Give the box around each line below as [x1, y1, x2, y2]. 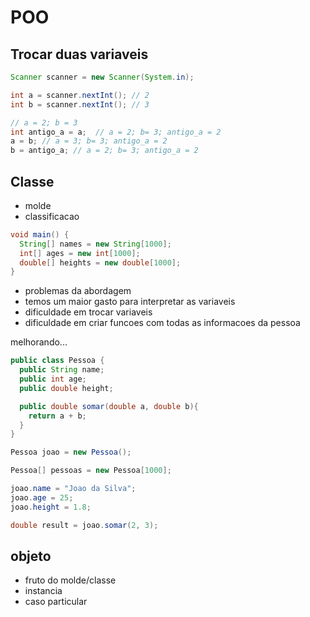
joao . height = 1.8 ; [10, 502, 92, 512]
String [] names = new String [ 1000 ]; [19, 239, 172, 249]
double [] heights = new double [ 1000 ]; [19, 257, 182, 268]
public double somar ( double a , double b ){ [19, 401, 199, 411]
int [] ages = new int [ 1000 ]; [19, 248, 141, 258]
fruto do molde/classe [24, 574, 117, 586]
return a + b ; [28, 411, 87, 421]
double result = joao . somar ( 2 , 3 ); [10, 520, 159, 530]
